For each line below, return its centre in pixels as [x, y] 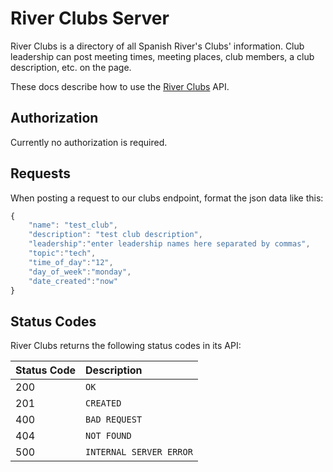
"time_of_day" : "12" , [71, 262]
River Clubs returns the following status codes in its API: [126, 346]
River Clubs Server [90, 18]
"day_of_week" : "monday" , [80, 272]
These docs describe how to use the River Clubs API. [120, 86]
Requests [40, 173]
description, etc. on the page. [71, 67]
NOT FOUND [108, 436]
